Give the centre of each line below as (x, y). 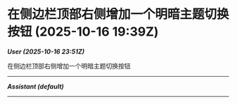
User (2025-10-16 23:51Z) (46, 51)
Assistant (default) (36, 86)
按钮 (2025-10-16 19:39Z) (83, 32)
